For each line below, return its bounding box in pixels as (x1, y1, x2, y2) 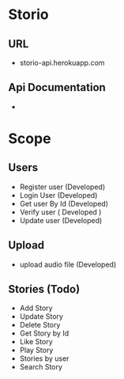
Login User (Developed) (19, 190, 98, 199)
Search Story (19, 362, 63, 372)
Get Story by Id (19, 328, 70, 338)
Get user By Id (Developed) (19, 199, 109, 208)
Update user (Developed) (19, 215, 103, 225)
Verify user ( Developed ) (19, 207, 102, 217)
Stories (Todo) (8, 282, 81, 296)
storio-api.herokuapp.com (19, 58, 105, 67)
